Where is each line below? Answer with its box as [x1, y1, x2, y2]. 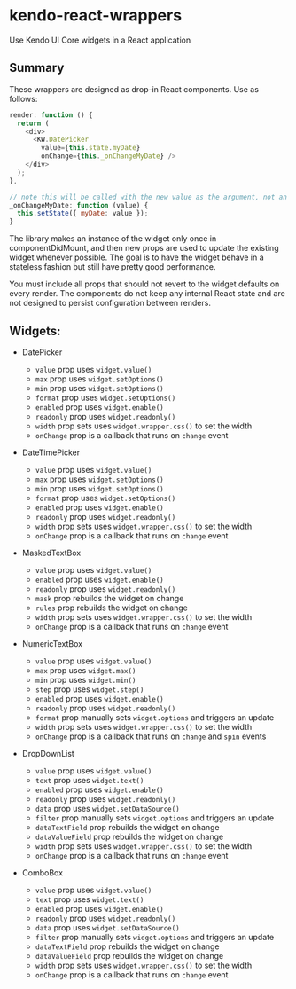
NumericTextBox [21, 638, 82, 648]
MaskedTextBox [21, 547, 82, 558]
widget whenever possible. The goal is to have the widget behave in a [9, 252, 264, 263]
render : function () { [9, 110, 93, 120]
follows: [9, 93, 38, 104]
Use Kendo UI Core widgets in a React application [9, 35, 191, 45]
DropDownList [21, 748, 75, 758]
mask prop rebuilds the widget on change [35, 593, 184, 603]
